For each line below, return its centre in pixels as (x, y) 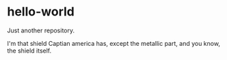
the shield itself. (29, 51)
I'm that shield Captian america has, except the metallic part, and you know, (114, 43)
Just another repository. (41, 30)
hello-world (41, 12)
